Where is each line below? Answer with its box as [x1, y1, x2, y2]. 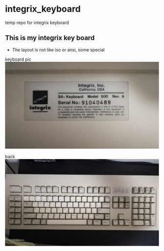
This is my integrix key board [5, 34, 95, 42]
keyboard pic [5, 56, 32, 62]
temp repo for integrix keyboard [5, 20, 69, 25]
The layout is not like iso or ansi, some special [12, 46, 105, 52]
